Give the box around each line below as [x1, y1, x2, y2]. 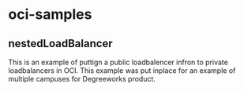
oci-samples [8, 5, 92, 24]
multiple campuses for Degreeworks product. [8, 75, 156, 83]
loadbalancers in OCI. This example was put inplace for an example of [8, 66, 236, 75]
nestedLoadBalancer [8, 37, 113, 50]
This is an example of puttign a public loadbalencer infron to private [8, 57, 229, 67]
